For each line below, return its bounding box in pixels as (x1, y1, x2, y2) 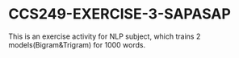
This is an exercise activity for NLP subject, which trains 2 (8, 31, 201, 41)
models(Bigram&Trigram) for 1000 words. (8, 39, 146, 49)
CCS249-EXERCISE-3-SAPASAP (8, 5, 232, 23)
